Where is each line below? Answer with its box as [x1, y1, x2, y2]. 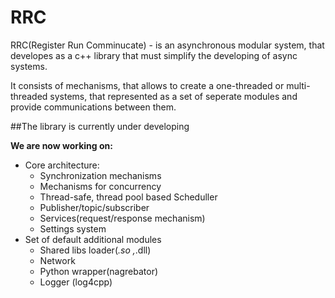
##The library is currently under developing [10, 120, 190, 132]
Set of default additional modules [24, 233, 162, 245]
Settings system [39, 222, 107, 235]
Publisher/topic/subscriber [39, 201, 150, 213]
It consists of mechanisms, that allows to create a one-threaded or [10, 79, 285, 91]
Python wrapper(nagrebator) [39, 265, 159, 277]
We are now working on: [10, 139, 113, 151]
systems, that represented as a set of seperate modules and [49, 90, 298, 102]
